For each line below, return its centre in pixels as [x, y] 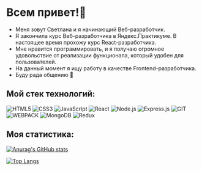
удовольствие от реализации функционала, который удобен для [99, 55]
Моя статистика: [40, 135]
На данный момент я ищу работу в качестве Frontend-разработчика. [106, 68]
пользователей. [36, 62]
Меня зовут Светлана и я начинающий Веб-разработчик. [90, 29]
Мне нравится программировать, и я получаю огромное [90, 49]
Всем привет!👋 [47, 13]
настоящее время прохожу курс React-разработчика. [86, 42]
